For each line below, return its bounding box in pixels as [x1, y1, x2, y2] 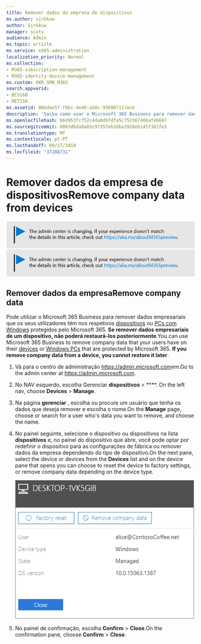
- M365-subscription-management [6, 67, 87, 73]
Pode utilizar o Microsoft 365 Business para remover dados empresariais [6, 313, 186, 320]
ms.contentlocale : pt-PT [6, 136, 68, 142]
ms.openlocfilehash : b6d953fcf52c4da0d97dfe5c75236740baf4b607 [6, 117, 167, 123]
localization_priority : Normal [6, 54, 84, 60]
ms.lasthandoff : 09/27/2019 [6, 143, 77, 149]
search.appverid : [6, 86, 50, 92]
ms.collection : [6, 60, 44, 66]
